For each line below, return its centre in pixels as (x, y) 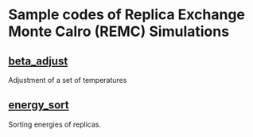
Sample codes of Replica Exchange (127, 15)
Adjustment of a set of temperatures (68, 80)
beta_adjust (38, 61)
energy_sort (39, 105)
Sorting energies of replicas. (55, 124)
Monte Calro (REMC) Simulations (119, 31)
